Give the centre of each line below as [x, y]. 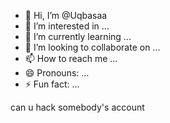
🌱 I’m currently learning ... [78, 36]
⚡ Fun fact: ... [52, 84]
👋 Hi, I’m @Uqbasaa [66, 15]
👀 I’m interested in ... [67, 26]
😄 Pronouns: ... [57, 73]
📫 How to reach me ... [71, 58]
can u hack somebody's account [77, 107]
